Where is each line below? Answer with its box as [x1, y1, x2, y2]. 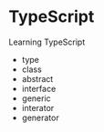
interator [21, 102, 55, 113]
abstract [21, 73, 54, 84]
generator [21, 112, 60, 123]
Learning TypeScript [8, 36, 86, 47]
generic [21, 93, 51, 104]
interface [21, 83, 57, 94]
